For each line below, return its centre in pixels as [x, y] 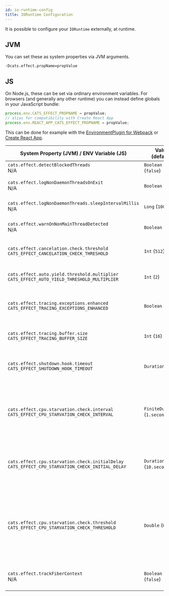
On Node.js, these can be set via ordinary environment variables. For [76, 94]
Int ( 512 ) [154, 251]
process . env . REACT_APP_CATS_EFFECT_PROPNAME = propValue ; [67, 123]
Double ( [154, 525]
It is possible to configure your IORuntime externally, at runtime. [70, 29]
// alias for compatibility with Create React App [59, 118]
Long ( [151, 206]
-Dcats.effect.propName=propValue [41, 66]
